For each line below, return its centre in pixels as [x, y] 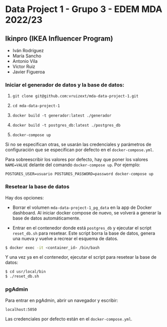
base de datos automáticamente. [46, 218]
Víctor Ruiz [24, 67]
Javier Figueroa [29, 72]
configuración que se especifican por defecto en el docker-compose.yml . [79, 150]
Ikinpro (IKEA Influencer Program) [59, 38]
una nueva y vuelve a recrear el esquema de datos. [65, 238]
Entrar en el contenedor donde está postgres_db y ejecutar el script [82, 228]
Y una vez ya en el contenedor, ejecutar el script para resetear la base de [81, 257]
